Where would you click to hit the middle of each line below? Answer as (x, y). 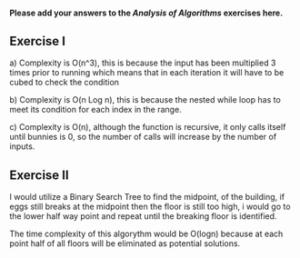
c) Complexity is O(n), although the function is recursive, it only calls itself (148, 127)
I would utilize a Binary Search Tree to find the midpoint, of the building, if (147, 197)
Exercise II (40, 175)
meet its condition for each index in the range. (95, 110)
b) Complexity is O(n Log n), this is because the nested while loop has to (145, 100)
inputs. (22, 146)
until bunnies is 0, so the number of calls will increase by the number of (143, 137)
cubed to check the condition (65, 83)
